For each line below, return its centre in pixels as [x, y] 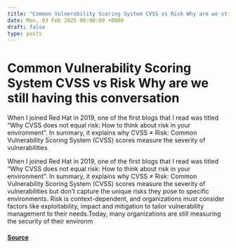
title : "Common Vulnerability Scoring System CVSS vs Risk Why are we [113, 14]
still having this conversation [93, 98]
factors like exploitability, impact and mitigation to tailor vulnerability [106, 206]
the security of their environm [50, 221]
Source [18, 237]
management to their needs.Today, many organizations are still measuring [114, 214]
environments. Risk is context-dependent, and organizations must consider [116, 199]
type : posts [25, 33]
